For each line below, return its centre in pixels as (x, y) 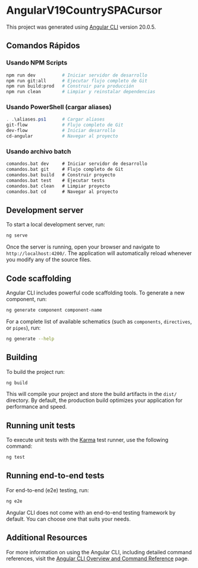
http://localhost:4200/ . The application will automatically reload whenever (99, 253)
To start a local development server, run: (56, 225)
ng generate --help (30, 339)
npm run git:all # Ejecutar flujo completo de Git (77, 81)
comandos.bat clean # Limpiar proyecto (58, 186)
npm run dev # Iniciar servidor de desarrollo (77, 75)
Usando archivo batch (39, 151)
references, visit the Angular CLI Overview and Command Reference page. (98, 558)
